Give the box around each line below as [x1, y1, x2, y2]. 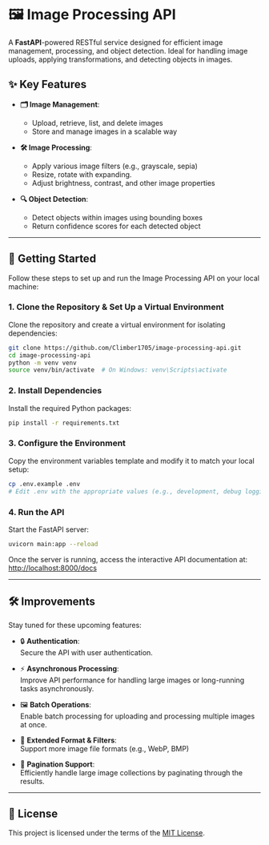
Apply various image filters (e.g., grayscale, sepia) [31, 161, 199, 171]
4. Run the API [8, 506, 65, 517]
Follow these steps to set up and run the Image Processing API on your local [8, 273, 260, 283]
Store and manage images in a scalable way [31, 127, 178, 136]
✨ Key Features [8, 78, 86, 91]
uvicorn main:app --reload [8, 540, 98, 548]
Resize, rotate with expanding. [31, 169, 132, 179]
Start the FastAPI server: [8, 525, 90, 534]
